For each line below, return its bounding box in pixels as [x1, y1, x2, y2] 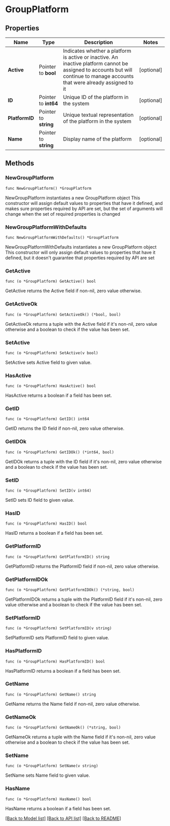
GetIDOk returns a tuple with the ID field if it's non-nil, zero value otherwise [5, 458, 162, 465]
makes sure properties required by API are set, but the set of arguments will [5, 205, 163, 212]
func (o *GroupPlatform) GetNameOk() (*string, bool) [5, 725, 121, 730]
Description [84, 39, 113, 46]
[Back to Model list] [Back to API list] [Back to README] [5, 815, 121, 821]
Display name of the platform [63, 135, 132, 143]
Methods [5, 159, 34, 168]
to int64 [38, 100, 58, 107]
